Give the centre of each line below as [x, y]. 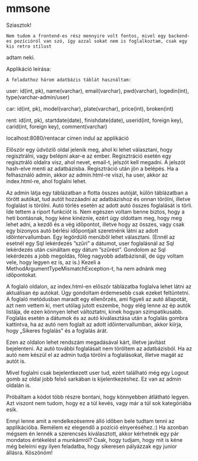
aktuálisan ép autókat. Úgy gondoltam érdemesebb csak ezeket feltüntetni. [98, 293]
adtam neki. [21, 57]
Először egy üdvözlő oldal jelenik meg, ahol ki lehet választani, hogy [89, 149]
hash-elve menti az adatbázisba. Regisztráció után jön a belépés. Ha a [92, 168]
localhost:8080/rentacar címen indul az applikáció [67, 138]
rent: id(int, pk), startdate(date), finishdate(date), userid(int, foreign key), [95, 120]
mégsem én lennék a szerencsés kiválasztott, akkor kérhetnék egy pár [93, 434]
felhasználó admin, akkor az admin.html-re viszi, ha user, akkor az [87, 175]
